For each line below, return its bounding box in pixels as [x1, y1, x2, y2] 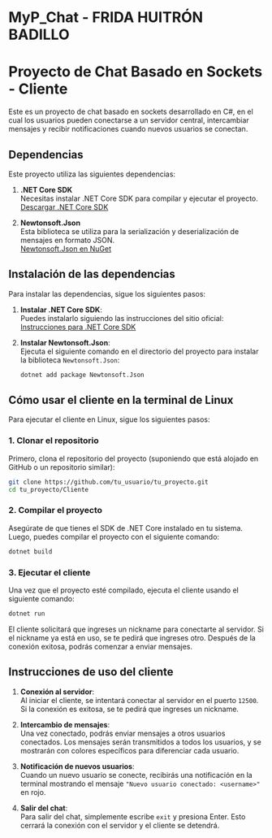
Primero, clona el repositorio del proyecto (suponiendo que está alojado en [8, 454, 259, 463]
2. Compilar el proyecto [8, 505, 103, 516]
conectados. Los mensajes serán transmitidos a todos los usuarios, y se [19, 736, 261, 747]
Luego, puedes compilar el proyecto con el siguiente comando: [8, 532, 220, 541]
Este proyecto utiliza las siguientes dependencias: [8, 169, 176, 179]
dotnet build [8, 547, 53, 556]
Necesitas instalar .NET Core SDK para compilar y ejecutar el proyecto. [19, 193, 258, 203]
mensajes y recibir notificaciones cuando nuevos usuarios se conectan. [8, 124, 248, 134]
